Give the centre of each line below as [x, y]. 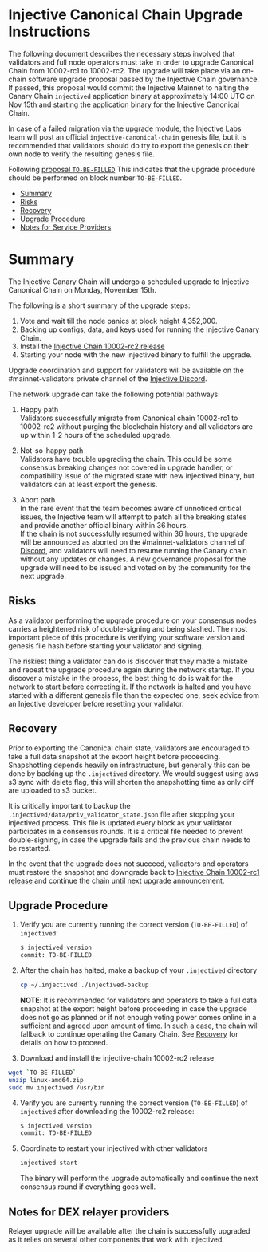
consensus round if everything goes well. [88, 1187]
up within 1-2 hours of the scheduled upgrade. [96, 435]
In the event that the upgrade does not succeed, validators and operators [128, 864]
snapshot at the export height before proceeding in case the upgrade [133, 1008]
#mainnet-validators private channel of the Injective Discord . [108, 378]
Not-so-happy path [51, 450]
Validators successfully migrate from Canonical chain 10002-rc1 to [129, 418]
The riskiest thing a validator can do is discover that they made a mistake [128, 661]
